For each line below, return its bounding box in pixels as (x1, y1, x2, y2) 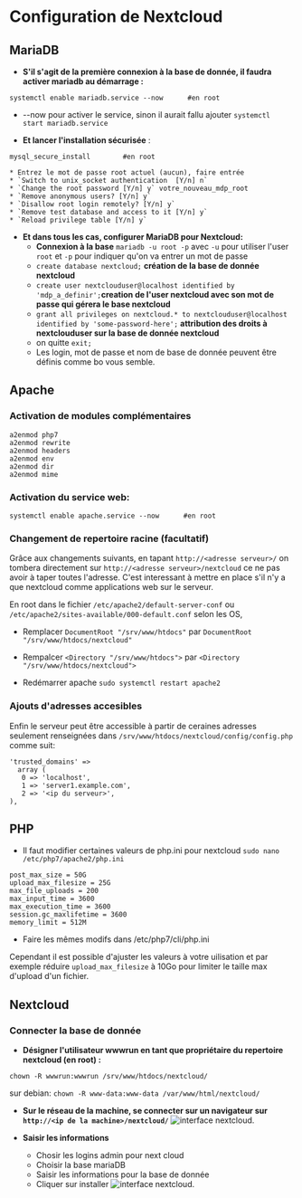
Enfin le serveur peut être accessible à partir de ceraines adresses (9, 720, 258, 731)
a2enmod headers (9, 446, 71, 455)
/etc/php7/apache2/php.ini (22, 855, 125, 864)
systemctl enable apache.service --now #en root (9, 511, 217, 520)
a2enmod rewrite (9, 438, 71, 447)
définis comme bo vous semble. (35, 357, 156, 367)
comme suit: (9, 739, 56, 750)
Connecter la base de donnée (9, 1024, 142, 1037)
